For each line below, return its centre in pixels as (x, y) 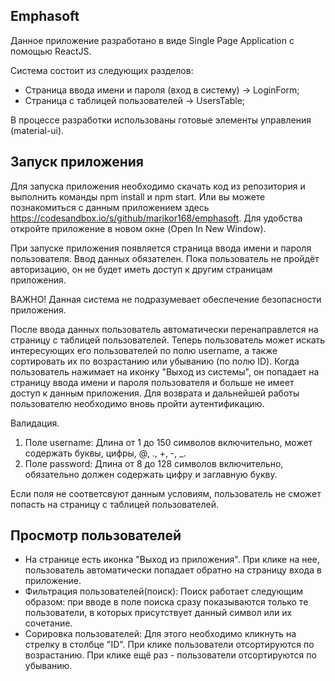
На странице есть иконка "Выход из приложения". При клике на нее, (172, 560)
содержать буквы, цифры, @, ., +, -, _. (105, 453)
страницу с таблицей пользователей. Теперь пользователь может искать (168, 340)
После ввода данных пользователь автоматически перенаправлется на (164, 329)
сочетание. (48, 623)
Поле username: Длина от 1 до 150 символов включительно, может (168, 442)
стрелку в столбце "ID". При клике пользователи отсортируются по (169, 645)
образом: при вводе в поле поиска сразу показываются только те (166, 602)
